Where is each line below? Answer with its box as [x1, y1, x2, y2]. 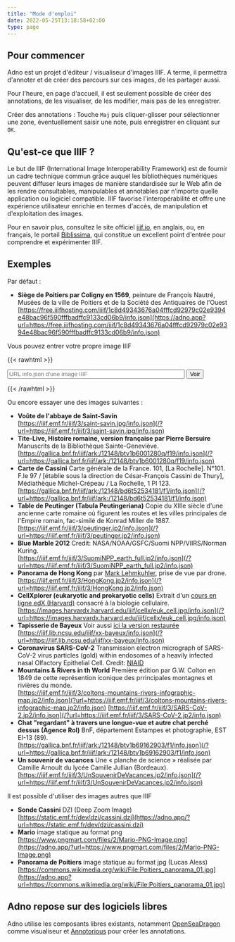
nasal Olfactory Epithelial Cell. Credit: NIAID [17, 658, 144, 667]
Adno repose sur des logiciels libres [7, 900, 167, 912]
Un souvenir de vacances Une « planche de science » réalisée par [17, 755, 212, 764]
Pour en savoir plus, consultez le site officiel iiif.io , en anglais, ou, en [7, 223, 205, 231]
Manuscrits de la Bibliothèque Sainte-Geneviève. [17, 441, 160, 450]
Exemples [7, 258, 51, 270]
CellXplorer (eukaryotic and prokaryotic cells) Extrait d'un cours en [17, 591, 217, 599]
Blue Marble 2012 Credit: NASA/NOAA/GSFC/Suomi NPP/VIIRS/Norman [17, 539, 227, 547]
